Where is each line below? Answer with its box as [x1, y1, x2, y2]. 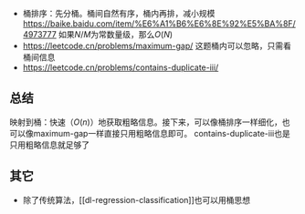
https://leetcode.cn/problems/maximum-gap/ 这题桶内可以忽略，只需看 [22, 40, 292, 51]
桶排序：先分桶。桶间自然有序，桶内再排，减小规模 [22, 8, 216, 18]
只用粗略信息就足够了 [9, 139, 89, 150]
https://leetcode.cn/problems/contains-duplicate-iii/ [22, 62, 219, 73]
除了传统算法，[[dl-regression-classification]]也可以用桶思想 [22, 194, 251, 205]
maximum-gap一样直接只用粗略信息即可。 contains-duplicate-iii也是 [33, 127, 290, 138]
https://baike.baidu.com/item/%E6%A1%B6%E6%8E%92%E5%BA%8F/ [22, 18, 297, 29]
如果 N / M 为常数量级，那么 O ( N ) [58, 29, 174, 39]
